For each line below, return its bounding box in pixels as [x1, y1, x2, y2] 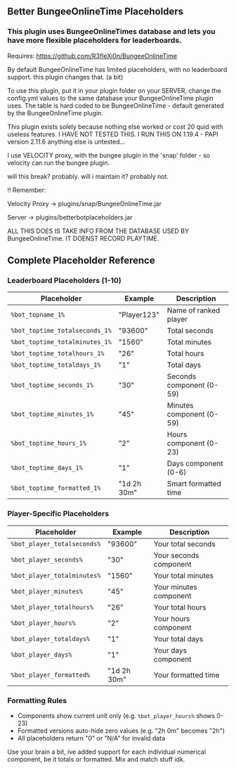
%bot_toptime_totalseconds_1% [11, 327, 112, 335]
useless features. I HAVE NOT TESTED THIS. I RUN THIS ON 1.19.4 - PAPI [7, 130, 219, 138]
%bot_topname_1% [11, 311, 65, 319]
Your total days [153, 633, 204, 643]
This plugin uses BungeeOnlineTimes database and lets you [7, 27, 216, 37]
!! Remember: [7, 186, 46, 194]
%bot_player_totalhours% [11, 603, 94, 611]
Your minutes [153, 582, 198, 592]
